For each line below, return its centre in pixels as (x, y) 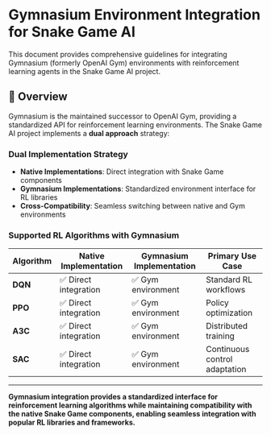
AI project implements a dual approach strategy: (89, 133)
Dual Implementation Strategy (69, 154)
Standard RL (229, 280)
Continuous (227, 350)
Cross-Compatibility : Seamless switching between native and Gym (133, 206)
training (220, 336)
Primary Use (232, 256)
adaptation (226, 370)
